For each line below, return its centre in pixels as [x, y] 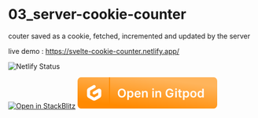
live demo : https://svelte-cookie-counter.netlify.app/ [94, 51]
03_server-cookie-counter [97, 14]
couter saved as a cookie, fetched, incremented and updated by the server [129, 36]
